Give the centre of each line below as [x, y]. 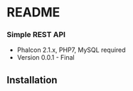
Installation [32, 80]
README [33, 12]
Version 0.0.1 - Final [46, 58]
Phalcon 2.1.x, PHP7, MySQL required [71, 50]
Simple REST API [36, 35]
